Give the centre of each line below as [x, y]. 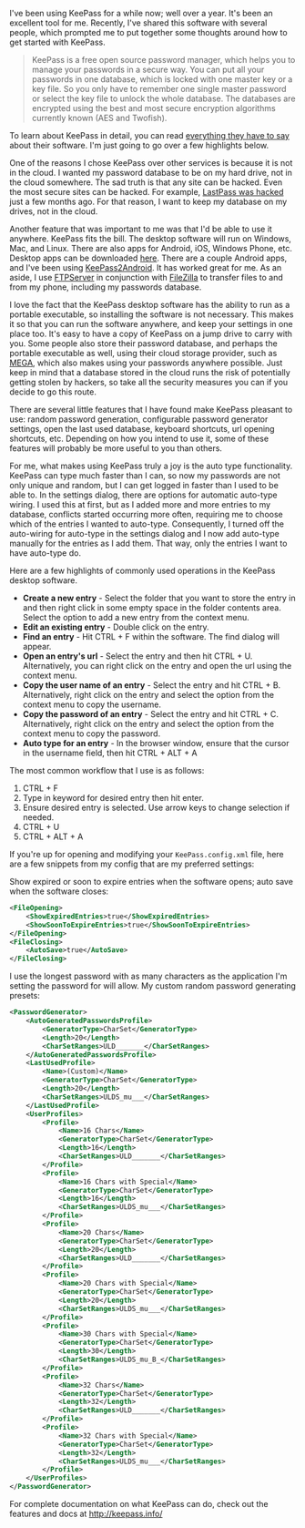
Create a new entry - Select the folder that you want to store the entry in [159, 598]
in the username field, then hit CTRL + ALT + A [110, 753]
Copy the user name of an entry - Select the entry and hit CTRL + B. [152, 685]
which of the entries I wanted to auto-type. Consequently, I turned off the [147, 524]
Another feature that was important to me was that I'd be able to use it [141, 229]
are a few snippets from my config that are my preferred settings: [132, 864]
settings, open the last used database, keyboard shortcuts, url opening [142, 429]
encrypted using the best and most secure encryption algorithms [153, 108]
